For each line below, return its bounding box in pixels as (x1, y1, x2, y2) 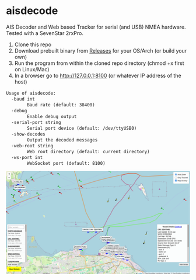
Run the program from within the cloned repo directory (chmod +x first (14, 60, 185, 67)
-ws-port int (11, 154, 43, 160)
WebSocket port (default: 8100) (27, 160, 106, 166)
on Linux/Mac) (14, 65, 50, 72)
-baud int (11, 96, 35, 102)
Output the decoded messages (27, 137, 98, 143)
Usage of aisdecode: (6, 90, 57, 96)
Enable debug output (27, 113, 77, 119)
